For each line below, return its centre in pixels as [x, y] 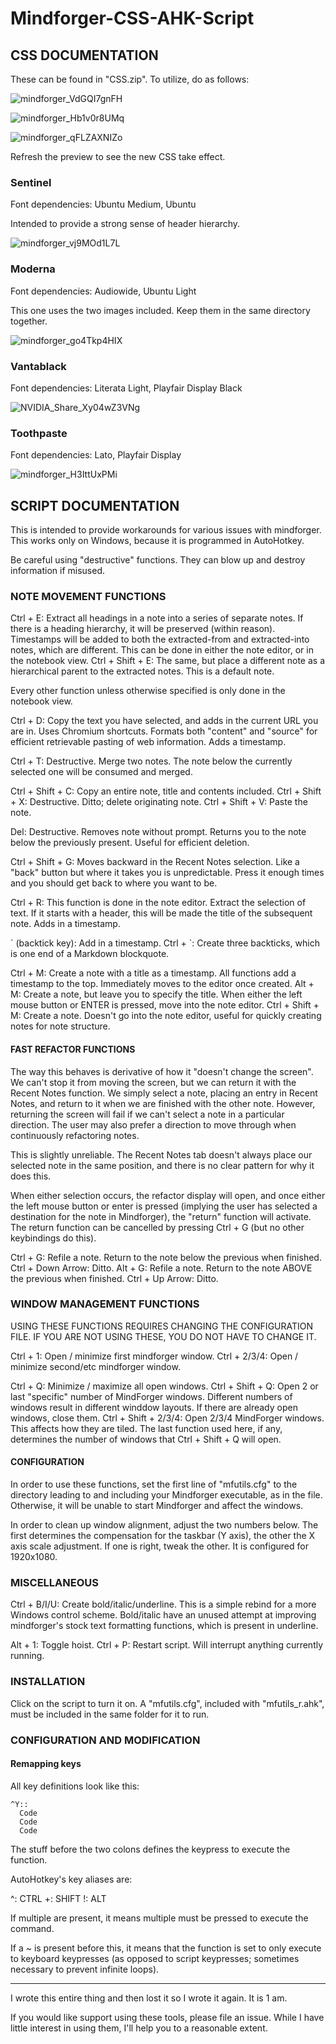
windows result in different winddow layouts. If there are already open [154, 1407]
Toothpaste [39, 433]
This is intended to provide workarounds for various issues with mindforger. [166, 530]
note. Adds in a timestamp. [65, 924]
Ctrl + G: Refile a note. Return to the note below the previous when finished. [166, 1257]
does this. [31, 1176]
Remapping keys [46, 1764]
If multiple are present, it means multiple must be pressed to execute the [159, 1918]
